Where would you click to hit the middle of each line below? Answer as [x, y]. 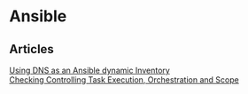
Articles [32, 49]
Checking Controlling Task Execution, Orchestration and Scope [124, 80]
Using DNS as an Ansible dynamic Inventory [89, 70]
